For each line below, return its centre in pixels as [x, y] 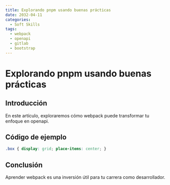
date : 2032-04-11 [24, 15]
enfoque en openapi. [27, 121]
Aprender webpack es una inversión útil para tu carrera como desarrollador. [85, 177]
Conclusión [24, 165]
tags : [11, 29]
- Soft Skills [25, 24]
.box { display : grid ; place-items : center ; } [56, 149]
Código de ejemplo [36, 137]
